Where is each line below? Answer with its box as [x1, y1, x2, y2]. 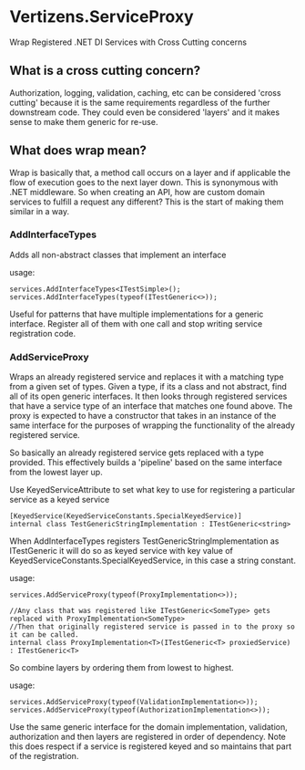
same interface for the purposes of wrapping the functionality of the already [9, 420, 296, 431]
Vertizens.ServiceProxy [9, 6, 194, 27]
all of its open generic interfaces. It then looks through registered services [9, 390, 288, 402]
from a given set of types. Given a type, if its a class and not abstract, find [9, 381, 287, 392]
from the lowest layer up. [9, 467, 103, 478]
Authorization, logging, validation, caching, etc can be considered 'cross [9, 87, 281, 98]
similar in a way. [9, 205, 70, 216]
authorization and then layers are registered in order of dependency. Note [9, 732, 287, 743]
